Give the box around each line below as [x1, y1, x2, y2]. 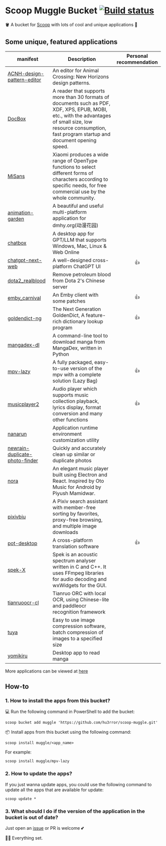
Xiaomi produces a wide [52, 151, 109, 158]
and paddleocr [52, 602, 86, 609]
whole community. [52, 194, 95, 201]
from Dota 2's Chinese [52, 277, 105, 284]
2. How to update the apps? [5, 770, 73, 777]
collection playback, [52, 398, 99, 404]
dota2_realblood [7, 277, 46, 284]
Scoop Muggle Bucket [5, 5, 98, 16]
